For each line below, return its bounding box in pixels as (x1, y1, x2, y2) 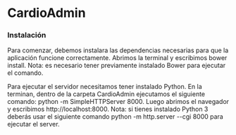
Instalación (7, 30, 46, 40)
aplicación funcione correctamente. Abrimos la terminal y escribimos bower (7, 54, 228, 62)
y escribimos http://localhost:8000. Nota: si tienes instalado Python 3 (7, 105, 209, 114)
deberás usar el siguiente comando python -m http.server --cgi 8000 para (7, 112, 223, 121)
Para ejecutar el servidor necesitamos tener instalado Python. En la (7, 83, 202, 91)
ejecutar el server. (7, 120, 60, 129)
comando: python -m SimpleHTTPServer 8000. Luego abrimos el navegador (7, 98, 230, 106)
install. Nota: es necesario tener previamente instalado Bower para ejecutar (7, 61, 226, 70)
